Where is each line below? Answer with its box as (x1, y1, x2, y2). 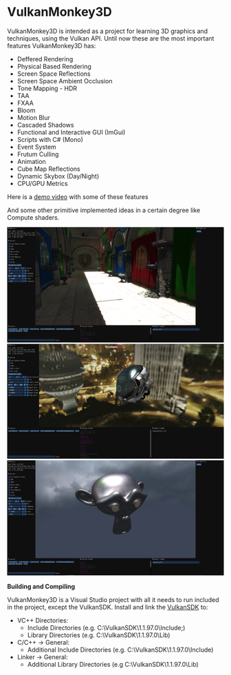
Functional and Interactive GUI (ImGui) (16, 128, 126, 136)
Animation (16, 157, 46, 165)
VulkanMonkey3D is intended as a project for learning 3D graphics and (7, 27, 208, 35)
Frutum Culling (16, 149, 59, 158)
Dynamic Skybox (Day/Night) (16, 172, 100, 180)
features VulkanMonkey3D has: (7, 41, 96, 50)
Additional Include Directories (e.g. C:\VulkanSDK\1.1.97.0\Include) (27, 645, 214, 654)
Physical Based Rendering (16, 62, 91, 70)
